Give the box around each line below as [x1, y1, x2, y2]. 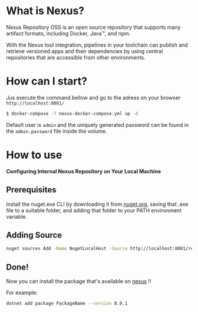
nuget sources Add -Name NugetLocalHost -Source [6, 246, 128, 252]
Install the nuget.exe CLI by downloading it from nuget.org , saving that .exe [6, 201, 189, 208]
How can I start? [6, 75, 87, 88]
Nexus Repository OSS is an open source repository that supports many [6, 24, 181, 31]
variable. [6, 213, 28, 220]
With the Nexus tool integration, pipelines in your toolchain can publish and [6, 41, 189, 48]
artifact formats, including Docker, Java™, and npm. [6, 29, 131, 37]
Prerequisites [6, 185, 57, 195]
